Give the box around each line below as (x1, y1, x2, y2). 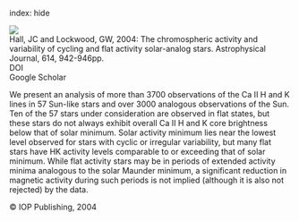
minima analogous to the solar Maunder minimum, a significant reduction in (9, 166, 287, 175)
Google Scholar (9, 72, 67, 82)
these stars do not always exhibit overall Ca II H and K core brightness (9, 118, 269, 128)
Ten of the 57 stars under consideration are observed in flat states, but (9, 108, 270, 119)
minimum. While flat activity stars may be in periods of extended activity (9, 156, 276, 166)
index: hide (9, 8, 51, 18)
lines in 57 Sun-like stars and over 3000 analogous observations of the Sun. (9, 98, 289, 109)
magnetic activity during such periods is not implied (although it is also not (9, 174, 285, 185)
